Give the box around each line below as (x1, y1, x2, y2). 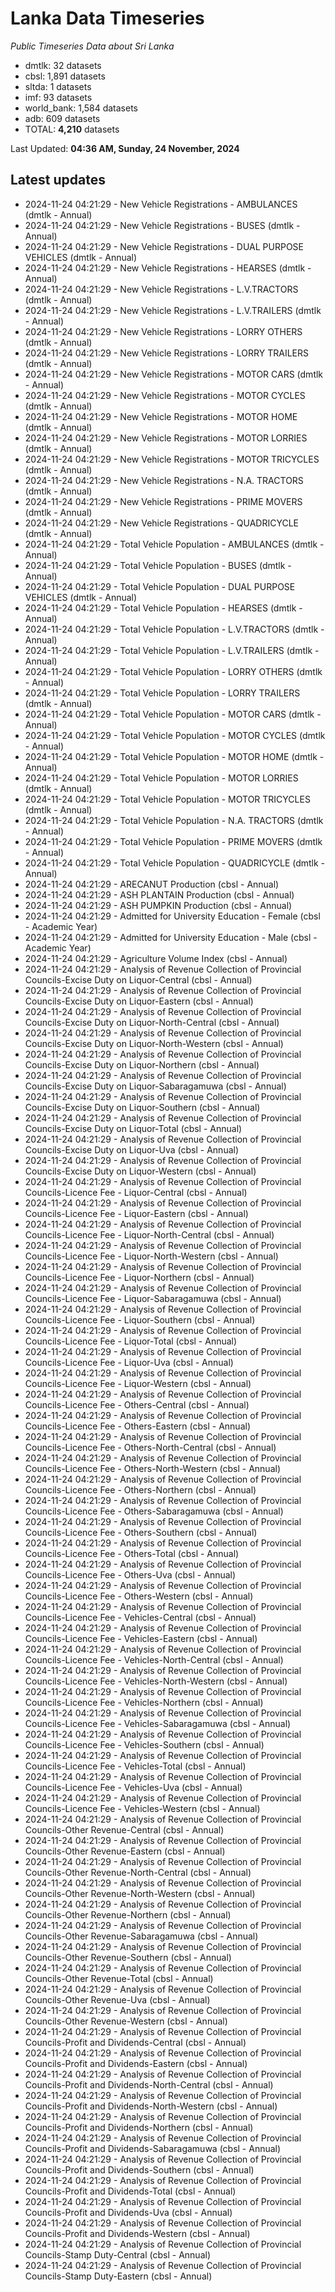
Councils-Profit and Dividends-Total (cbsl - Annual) (24, 2185, 237, 2197)
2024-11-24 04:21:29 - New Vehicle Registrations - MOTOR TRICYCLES (24, 453, 320, 465)
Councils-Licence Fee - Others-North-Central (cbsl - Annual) (24, 1441, 277, 1453)
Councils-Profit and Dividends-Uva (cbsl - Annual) (24, 2206, 233, 2218)
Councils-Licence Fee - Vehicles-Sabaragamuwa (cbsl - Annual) (24, 1717, 292, 1729)
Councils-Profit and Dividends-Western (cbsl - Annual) (24, 2227, 251, 2239)
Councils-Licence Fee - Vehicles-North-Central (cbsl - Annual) (24, 1653, 284, 1666)
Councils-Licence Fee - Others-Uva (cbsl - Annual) (24, 1568, 237, 1581)
